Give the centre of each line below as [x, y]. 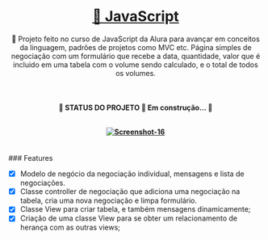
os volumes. [136, 73]
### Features [31, 158]
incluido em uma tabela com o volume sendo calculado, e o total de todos [136, 65]
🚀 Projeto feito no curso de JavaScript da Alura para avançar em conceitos [136, 39]
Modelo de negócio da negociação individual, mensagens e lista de [132, 174]
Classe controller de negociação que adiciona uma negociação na [130, 192]
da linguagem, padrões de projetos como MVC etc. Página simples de [136, 47]
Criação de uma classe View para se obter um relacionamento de [129, 218]
